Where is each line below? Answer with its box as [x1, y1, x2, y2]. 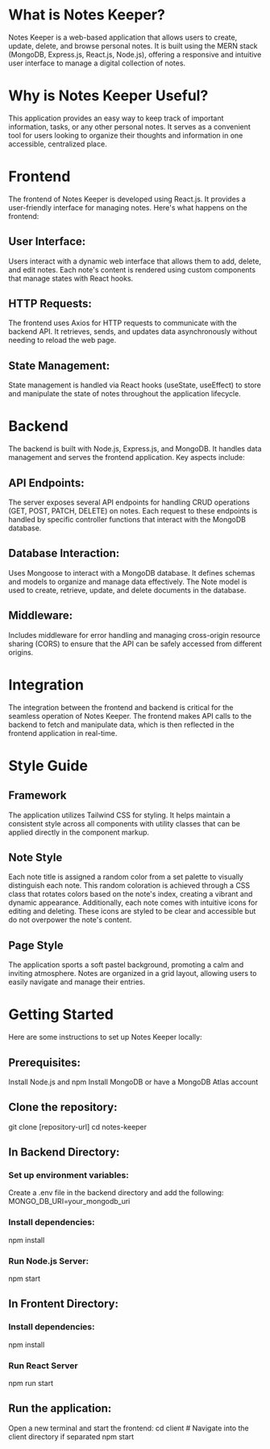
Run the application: [8, 1401, 112, 1416]
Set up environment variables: [8, 1170, 129, 1181]
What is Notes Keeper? [8, 6, 165, 24]
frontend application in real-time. [8, 728, 118, 737]
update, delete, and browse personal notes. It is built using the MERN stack [8, 40, 258, 50]
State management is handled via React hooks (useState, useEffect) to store [8, 380, 262, 390]
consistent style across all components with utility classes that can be [8, 818, 240, 828]
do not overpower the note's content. [8, 915, 132, 925]
